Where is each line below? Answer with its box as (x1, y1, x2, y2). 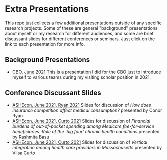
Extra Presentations (5, 3, 89, 15)
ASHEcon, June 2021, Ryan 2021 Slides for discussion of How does (12, 102, 151, 108)
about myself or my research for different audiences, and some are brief (5, 30, 154, 36)
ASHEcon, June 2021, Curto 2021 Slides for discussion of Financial (12, 118, 151, 124)
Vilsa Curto (12, 150, 36, 156)
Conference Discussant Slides (5, 89, 101, 97)
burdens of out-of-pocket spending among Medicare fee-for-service (12, 123, 155, 129)
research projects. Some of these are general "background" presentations (5, 25, 158, 31)
